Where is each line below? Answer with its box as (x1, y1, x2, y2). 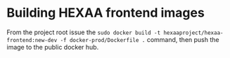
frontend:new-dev (6, 36, 58, 43)
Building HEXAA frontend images (6, 5, 205, 21)
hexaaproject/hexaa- (163, 29, 224, 36)
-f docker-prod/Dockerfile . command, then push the (60, 35, 219, 43)
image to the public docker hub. (6, 43, 99, 51)
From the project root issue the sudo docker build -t (6, 28, 161, 36)
